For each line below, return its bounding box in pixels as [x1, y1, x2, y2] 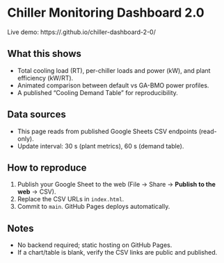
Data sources [7, 109, 66, 121]
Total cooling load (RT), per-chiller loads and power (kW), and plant [17, 66, 211, 74]
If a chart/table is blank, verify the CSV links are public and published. [17, 248, 218, 257]
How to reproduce [7, 162, 87, 173]
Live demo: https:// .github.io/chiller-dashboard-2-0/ [7, 28, 157, 36]
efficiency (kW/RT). [17, 74, 74, 82]
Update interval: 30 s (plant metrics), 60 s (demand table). [17, 142, 184, 150]
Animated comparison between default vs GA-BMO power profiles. [17, 81, 209, 90]
